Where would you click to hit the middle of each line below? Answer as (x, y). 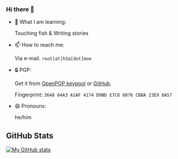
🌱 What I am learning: (40, 22)
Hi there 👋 (20, 9)
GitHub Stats (30, 135)
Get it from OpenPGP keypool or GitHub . (63, 83)
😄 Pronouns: (30, 106)
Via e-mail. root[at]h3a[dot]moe (53, 58)
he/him (23, 117)
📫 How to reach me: (39, 45)
